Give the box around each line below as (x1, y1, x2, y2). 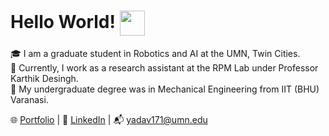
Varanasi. (10, 93, 49, 105)
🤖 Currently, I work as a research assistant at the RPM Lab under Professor (10, 61, 319, 74)
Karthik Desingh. (10, 72, 79, 84)
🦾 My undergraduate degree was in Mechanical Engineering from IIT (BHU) (10, 83, 320, 95)
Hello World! (10, 10, 116, 33)
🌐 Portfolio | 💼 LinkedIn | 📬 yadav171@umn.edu (10, 113, 208, 125)
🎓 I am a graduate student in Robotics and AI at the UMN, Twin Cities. (10, 47, 301, 59)
